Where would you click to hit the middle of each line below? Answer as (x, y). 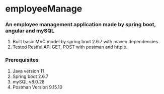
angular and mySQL (30, 31)
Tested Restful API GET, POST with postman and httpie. (70, 47)
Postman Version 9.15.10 (37, 87)
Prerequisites (22, 60)
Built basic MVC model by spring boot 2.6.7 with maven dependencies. (86, 42)
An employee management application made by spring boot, (80, 25)
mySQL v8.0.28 (28, 81)
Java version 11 (28, 71)
